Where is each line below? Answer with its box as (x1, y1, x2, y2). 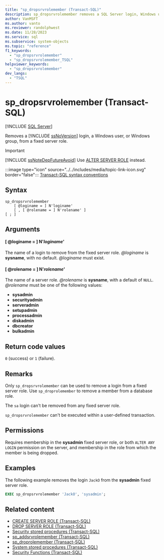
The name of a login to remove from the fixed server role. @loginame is (5, 250, 149, 255)
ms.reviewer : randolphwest (5, 25, 60, 30)
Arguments (5, 225, 41, 233)
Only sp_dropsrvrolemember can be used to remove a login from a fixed (5, 382, 147, 388)
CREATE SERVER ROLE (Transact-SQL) (12, 518, 91, 524)
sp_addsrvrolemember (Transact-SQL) (12, 534, 90, 540)
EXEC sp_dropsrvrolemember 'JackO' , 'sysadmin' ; (5, 491, 106, 497)
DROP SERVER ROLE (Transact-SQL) (12, 523, 86, 530)
